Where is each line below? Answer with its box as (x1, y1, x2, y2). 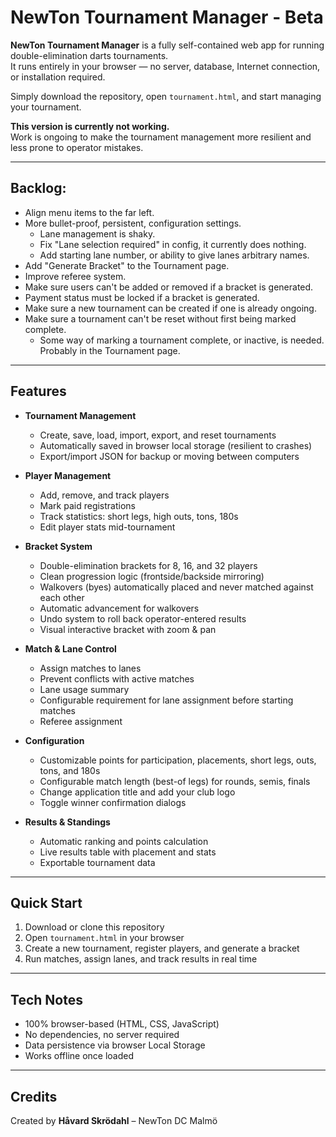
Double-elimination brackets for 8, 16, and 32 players (39, 559, 258, 571)
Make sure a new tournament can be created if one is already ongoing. (24, 302, 317, 314)
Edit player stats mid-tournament (39, 521, 176, 533)
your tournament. (10, 101, 82, 113)
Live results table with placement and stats (39, 846, 217, 858)
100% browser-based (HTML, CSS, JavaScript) (24, 1018, 220, 1030)
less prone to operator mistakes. (10, 141, 144, 153)
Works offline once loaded (24, 1050, 134, 1062)
